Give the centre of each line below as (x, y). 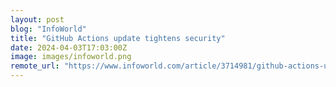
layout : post (37, 19)
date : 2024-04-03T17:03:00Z (69, 47)
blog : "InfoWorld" (48, 29)
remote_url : (35, 66)
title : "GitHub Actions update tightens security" (118, 38)
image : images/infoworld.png (71, 57)
